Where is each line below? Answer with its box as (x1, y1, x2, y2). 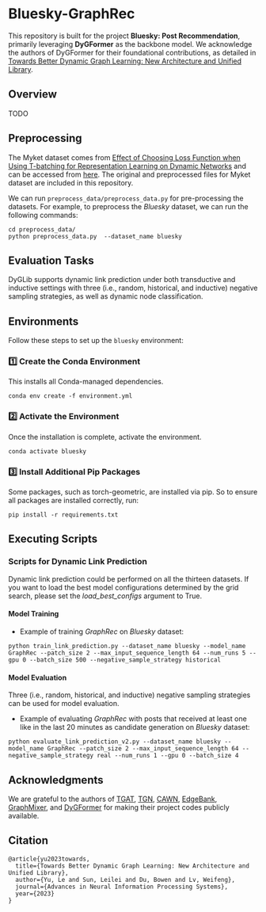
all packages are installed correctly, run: (8, 496, 139, 506)
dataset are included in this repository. (8, 177, 134, 187)
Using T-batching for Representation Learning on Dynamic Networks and (8, 161, 247, 170)
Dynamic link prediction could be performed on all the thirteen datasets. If (8, 574, 249, 583)
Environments (8, 315, 79, 328)
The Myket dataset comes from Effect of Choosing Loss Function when (8, 152, 241, 162)
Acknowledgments (8, 773, 104, 787)
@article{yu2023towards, (8, 855, 90, 863)
